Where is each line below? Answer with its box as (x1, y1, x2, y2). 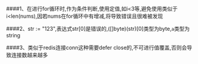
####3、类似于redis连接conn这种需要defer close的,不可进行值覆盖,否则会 (6, 44, 187, 51)
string (6, 32, 21, 39)
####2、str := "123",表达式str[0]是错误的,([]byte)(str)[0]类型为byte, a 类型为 (6, 25, 190, 32)
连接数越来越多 (11, 52, 48, 58)
